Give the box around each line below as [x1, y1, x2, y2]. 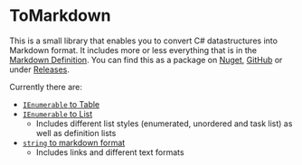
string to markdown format [22, 137, 126, 148]
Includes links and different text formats [35, 146, 184, 158]
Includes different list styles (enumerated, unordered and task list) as [35, 118, 293, 129]
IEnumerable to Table [22, 98, 100, 109]
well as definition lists [35, 127, 117, 138]
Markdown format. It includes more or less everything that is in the [9, 44, 258, 55]
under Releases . [9, 64, 71, 75]
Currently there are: [9, 81, 83, 92]
